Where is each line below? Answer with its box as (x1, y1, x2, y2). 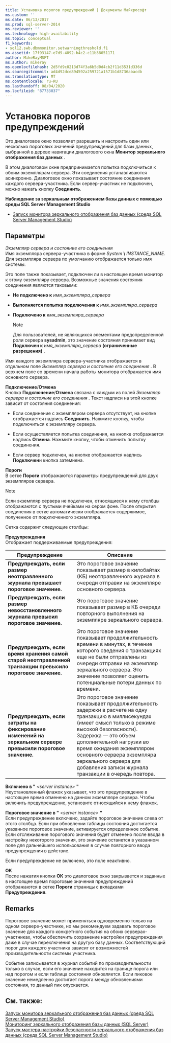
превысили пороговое (8, 745, 65, 752)
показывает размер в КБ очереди (76, 604, 161, 611)
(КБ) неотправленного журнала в (76, 573, 160, 580)
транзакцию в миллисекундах (76, 713, 152, 720)
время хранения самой (8, 650, 68, 657)
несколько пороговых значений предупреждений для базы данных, (5, 144, 154, 150)
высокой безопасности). (76, 725, 138, 733)
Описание (107, 552, 133, 559)
